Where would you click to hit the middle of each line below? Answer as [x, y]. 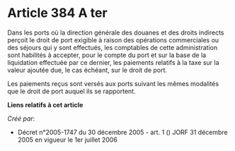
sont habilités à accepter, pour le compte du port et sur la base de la [107, 55]
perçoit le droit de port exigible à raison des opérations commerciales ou [113, 40]
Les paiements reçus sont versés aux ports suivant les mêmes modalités [113, 83]
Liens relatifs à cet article [45, 104]
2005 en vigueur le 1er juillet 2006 [68, 140]
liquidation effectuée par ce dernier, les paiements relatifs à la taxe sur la [113, 62]
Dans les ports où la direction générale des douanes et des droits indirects [116, 32]
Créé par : [21, 119]
